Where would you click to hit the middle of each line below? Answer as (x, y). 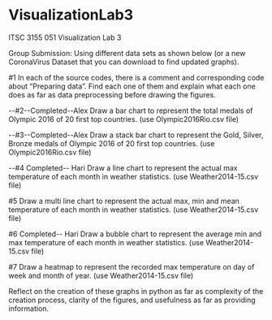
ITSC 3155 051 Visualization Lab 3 (65, 37)
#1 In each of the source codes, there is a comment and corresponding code (136, 77)
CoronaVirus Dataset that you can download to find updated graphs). (124, 62)
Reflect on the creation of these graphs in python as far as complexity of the (136, 291)
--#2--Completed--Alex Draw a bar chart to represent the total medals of (131, 110)
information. (29, 308)
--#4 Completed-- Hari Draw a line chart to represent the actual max (123, 167)
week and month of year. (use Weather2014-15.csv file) (101, 275)
